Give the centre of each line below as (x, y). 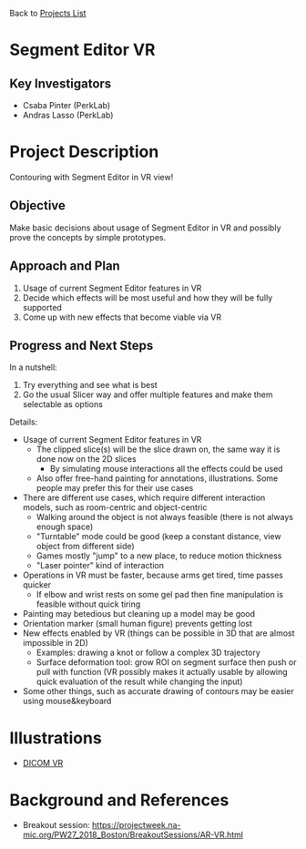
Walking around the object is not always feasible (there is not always (165, 517)
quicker (37, 585)
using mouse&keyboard (67, 701)
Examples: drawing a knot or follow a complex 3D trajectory (148, 653)
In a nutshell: (33, 367)
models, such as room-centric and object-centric (115, 507)
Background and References (119, 800)
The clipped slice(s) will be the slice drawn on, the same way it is (158, 449)
